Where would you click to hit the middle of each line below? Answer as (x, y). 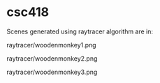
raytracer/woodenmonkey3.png (52, 72)
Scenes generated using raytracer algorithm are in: (80, 31)
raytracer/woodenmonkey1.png (51, 45)
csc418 (28, 12)
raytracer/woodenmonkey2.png (52, 58)
